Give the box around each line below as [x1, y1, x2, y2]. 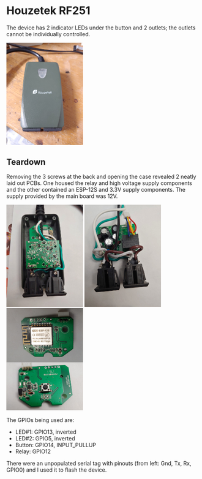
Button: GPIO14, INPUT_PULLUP [15, 441, 97, 448]
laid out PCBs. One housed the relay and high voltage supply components [6, 179, 193, 187]
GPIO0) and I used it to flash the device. [6, 466, 107, 473]
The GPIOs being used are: [6, 416, 75, 423]
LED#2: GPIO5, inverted [15, 434, 75, 442]
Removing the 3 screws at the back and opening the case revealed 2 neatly [6, 173, 196, 181]
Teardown [6, 157, 46, 167]
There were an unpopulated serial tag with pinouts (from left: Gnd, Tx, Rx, [6, 459, 192, 467]
